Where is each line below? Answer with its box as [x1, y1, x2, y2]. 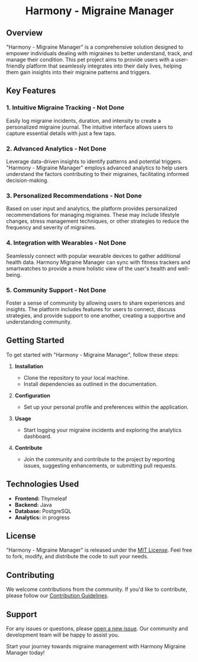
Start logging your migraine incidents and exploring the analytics [23, 426, 182, 433]
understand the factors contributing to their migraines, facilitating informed [6, 170, 189, 177]
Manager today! [6, 649, 45, 656]
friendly [6, 62, 25, 69]
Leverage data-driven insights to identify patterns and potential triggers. [6, 158, 183, 165]
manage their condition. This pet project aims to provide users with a [6, 56, 174, 63]
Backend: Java [14, 501, 52, 508]
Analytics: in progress [14, 514, 70, 521]
